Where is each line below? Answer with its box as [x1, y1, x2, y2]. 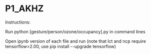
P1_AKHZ [5, 3, 44, 14]
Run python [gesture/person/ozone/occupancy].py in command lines [5, 28, 146, 34]
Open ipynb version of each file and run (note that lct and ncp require [5, 38, 147, 44]
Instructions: [5, 19, 31, 25]
